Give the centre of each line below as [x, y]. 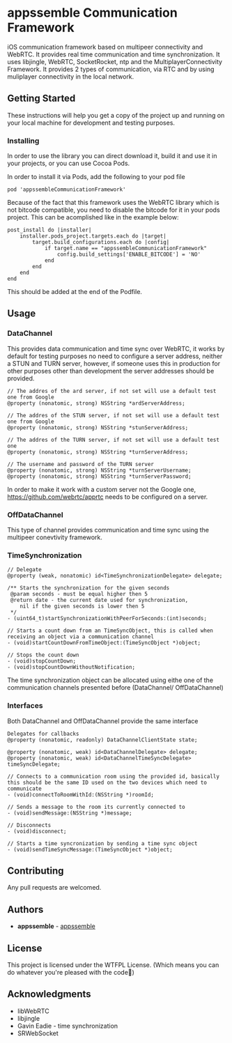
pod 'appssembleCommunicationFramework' [67, 190]
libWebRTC [33, 1011]
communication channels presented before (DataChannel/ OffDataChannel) [116, 688]
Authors [25, 910]
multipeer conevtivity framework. [55, 537]
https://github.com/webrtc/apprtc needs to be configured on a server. [108, 497]
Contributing [36, 871]
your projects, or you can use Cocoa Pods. [69, 163]
